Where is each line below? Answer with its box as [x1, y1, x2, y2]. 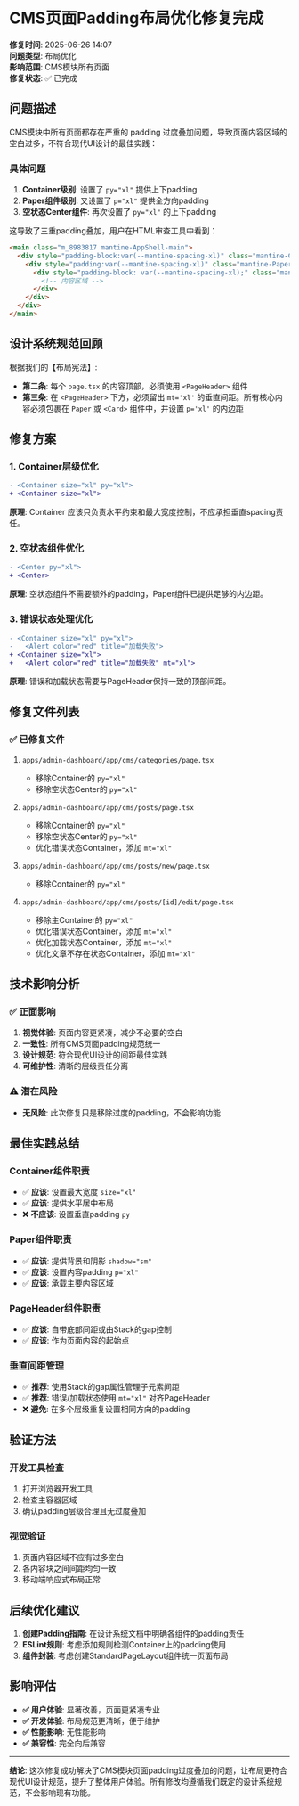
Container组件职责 [9, 1165, 91, 1177]
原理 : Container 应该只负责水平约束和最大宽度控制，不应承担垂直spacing [9, 507, 276, 518]
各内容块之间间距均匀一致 [21, 1563, 117, 1573]
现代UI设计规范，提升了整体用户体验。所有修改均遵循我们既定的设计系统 [9, 1776, 275, 1786]
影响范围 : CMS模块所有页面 [9, 61, 109, 72]
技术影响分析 [9, 977, 80, 992]
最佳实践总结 [9, 1136, 80, 1151]
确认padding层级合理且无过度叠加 [21, 1505, 147, 1516]
